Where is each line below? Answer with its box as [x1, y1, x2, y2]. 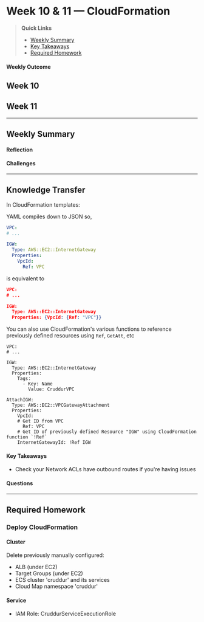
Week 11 [6, 102, 38, 112]
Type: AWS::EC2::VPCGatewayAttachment [12, 403, 110, 409]
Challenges [6, 160, 36, 167]
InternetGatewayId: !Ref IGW [17, 440, 91, 446]
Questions [6, 480, 33, 487]
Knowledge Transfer [6, 185, 86, 195]
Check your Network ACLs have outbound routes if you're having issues [15, 466, 196, 473]
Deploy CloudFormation [6, 523, 78, 531]
